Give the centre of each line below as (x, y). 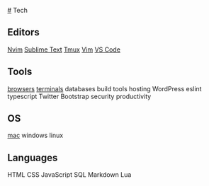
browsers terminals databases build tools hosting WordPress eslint (104, 88)
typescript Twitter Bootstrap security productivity (79, 96)
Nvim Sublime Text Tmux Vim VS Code (64, 50)
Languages (33, 157)
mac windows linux (35, 135)
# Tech (18, 10)
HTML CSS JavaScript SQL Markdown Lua (69, 175)
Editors (24, 32)
